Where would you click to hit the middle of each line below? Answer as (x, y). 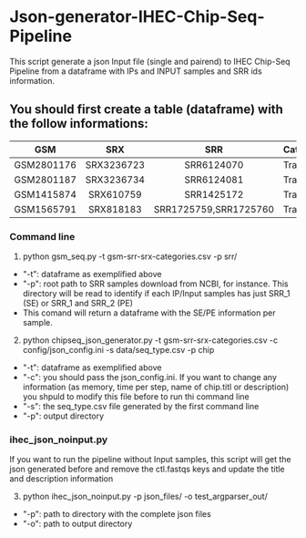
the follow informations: (79, 124)
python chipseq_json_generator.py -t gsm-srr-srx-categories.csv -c (150, 340)
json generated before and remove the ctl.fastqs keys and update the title (147, 469)
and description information (61, 479)
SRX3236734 (115, 180)
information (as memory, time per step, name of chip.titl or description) (156, 387)
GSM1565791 (46, 209)
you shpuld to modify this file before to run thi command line (136, 397)
